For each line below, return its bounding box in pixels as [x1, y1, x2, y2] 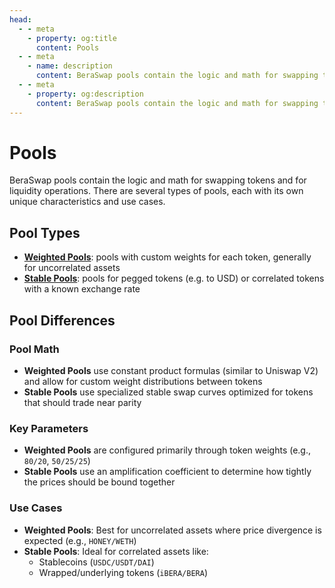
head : [9, 14, 32, 25]
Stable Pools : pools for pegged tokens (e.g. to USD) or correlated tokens [23, 272, 325, 285]
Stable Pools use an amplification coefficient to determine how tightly [23, 466, 312, 478]
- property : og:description [27, 89, 144, 99]
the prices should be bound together [23, 476, 176, 488]
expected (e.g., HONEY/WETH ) [23, 534, 137, 546]
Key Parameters [9, 421, 89, 435]
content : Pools [35, 42, 100, 53]
